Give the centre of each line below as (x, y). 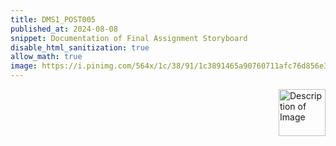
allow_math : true (46, 57)
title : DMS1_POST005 (53, 19)
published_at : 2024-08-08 (64, 29)
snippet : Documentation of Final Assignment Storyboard (129, 38)
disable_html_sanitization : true (80, 47)
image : (24, 66)
